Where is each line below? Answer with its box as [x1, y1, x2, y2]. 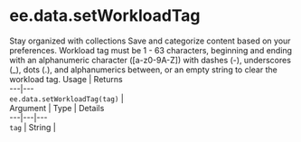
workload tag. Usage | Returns [9, 73, 124, 84]
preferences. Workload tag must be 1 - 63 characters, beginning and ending [9, 44, 292, 55]
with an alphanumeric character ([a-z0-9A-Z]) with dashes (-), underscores [9, 54, 292, 65]
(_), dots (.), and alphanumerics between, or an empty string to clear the [9, 64, 277, 75]
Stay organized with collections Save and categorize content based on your [9, 35, 291, 46]
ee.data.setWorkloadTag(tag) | [9, 92, 124, 104]
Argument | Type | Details [9, 102, 105, 113]
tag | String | [9, 121, 56, 132]
